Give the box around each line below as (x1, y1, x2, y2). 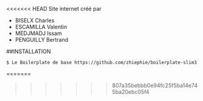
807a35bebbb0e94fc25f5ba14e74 (112, 82, 198, 89)
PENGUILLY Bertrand (15, 36, 69, 43)
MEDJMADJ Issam (15, 30, 62, 37)
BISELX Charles (15, 17, 55, 24)
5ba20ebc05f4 (112, 88, 150, 96)
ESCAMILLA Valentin (15, 24, 67, 30)
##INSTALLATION (6, 48, 51, 55)
